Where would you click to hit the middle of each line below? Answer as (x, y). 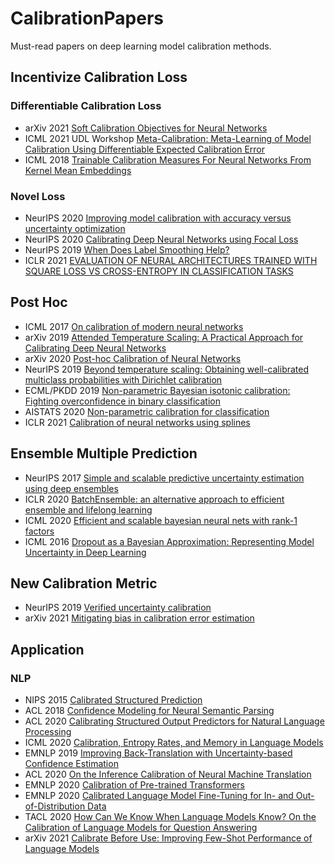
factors (39, 531)
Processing (48, 732)
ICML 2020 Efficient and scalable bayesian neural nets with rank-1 (161, 520)
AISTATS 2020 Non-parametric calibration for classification (147, 411)
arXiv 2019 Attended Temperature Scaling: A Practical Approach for (164, 337)
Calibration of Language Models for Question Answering (141, 828)
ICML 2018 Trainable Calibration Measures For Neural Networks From (168, 159)
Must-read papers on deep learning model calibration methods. (141, 46)
